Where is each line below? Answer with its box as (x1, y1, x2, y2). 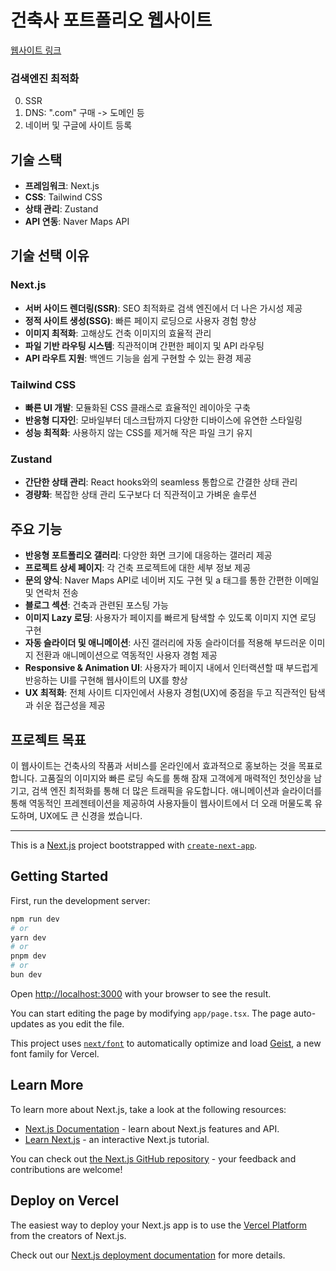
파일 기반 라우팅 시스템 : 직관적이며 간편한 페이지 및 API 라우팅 (24, 339, 265, 351)
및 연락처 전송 (24, 587, 79, 599)
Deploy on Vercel (10, 1192, 120, 1210)
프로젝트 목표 (10, 731, 87, 748)
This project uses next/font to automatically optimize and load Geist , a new (10, 1037, 322, 1049)
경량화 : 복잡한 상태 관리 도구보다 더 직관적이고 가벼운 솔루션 (24, 489, 258, 501)
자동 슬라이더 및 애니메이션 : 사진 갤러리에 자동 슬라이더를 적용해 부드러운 (24, 637, 307, 649)
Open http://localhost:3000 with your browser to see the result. (10, 987, 272, 1000)
